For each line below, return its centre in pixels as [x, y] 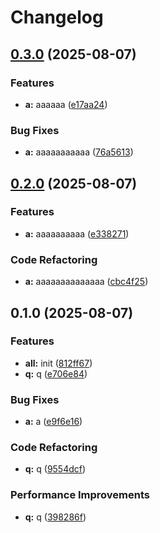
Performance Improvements [80, 495]
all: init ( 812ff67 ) [58, 363]
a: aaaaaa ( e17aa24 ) [66, 104]
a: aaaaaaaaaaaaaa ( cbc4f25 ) [86, 282]
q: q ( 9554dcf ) [55, 469]
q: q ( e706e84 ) [56, 373]
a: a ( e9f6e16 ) [53, 422]
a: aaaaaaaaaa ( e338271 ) [77, 233]
